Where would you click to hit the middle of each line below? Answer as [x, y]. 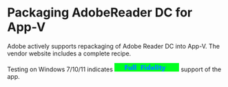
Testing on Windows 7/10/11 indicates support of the [114, 69]
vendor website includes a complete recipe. [69, 53]
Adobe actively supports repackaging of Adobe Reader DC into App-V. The [114, 46]
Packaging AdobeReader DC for [100, 13]
